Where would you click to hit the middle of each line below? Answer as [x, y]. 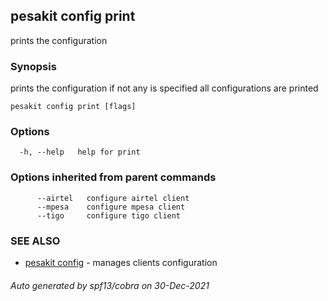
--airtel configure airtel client [113, 198]
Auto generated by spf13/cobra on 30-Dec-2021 [110, 285]
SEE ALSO [35, 241]
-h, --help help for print [80, 152]
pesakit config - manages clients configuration [121, 262]
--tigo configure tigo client [109, 215]
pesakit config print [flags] [73, 107]
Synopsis [33, 66]
